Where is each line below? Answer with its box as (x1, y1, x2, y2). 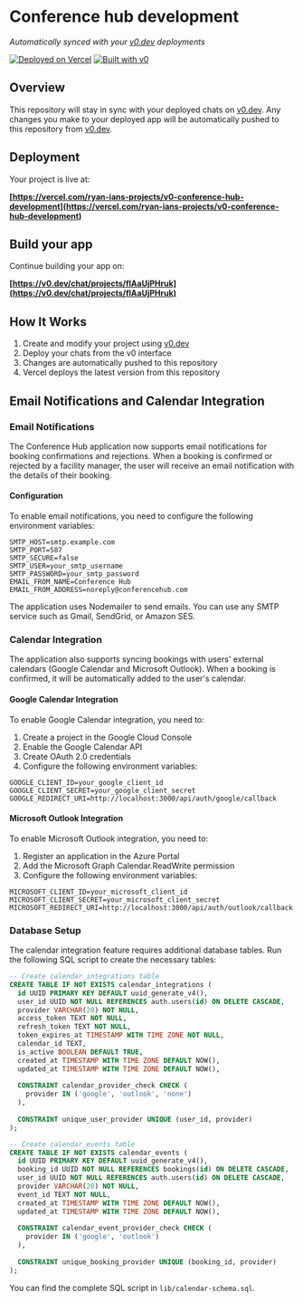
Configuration (9, 491, 63, 502)
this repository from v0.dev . (9, 123, 113, 134)
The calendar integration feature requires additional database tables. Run (9, 944, 282, 956)
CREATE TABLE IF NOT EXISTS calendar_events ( (9, 1148, 188, 1157)
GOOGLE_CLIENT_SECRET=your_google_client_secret (9, 786, 196, 795)
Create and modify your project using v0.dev (22, 338, 190, 349)
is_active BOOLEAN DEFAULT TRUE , (17, 1048, 144, 1057)
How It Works (9, 314, 88, 330)
